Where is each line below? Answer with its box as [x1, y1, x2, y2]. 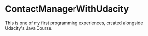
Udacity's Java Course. [5, 25, 53, 31]
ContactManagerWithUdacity [5, 3, 129, 15]
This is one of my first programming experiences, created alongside [5, 20, 143, 26]
